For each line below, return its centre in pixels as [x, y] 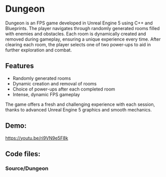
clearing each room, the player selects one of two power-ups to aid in [78, 44]
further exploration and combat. [39, 50]
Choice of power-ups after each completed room [64, 89]
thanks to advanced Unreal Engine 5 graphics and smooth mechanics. [79, 109]
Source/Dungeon [27, 168]
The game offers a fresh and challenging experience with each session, [80, 104]
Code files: [23, 154]
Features [20, 66]
